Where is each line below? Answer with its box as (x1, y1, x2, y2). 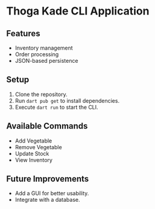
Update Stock (14, 150, 49, 157)
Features (6, 28, 40, 39)
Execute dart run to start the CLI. (14, 103, 98, 111)
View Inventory (14, 156, 53, 164)
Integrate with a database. (14, 196, 80, 204)
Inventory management (14, 44, 74, 51)
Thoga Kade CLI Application (6, 4, 150, 18)
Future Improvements (6, 174, 89, 184)
